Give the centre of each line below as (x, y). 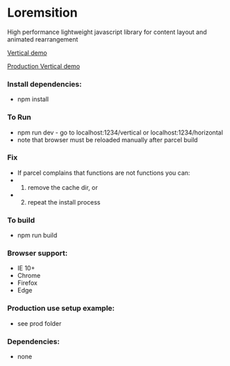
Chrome (29, 276)
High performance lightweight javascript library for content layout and (107, 32)
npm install (33, 99)
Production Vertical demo (44, 66)
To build (21, 220)
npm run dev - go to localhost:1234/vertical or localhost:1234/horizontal (120, 132)
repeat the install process (64, 202)
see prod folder (39, 323)
